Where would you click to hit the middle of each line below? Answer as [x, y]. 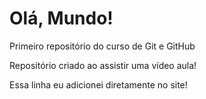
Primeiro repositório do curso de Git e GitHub [102, 46]
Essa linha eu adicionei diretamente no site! [98, 84]
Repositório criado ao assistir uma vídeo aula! [103, 65]
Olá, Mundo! [61, 18]
